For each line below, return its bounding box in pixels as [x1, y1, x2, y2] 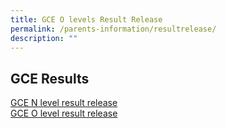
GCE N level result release [10, 97, 118, 109]
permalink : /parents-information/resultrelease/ [10, 24, 217, 34]
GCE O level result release [10, 107, 118, 120]
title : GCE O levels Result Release [10, 14, 163, 25]
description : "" [10, 33, 78, 43]
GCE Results [10, 70, 90, 87]
